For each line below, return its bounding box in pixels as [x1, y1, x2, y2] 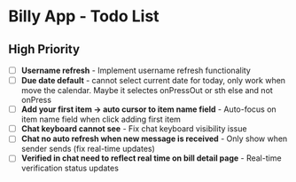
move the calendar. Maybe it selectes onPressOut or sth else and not [20, 85, 274, 96]
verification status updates [20, 162, 119, 174]
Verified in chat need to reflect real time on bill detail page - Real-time [20, 153, 282, 163]
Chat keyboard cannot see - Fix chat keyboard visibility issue [20, 123, 247, 134]
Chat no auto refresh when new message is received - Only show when [20, 133, 288, 144]
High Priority [8, 42, 81, 57]
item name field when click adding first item [20, 114, 181, 125]
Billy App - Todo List [8, 6, 160, 27]
